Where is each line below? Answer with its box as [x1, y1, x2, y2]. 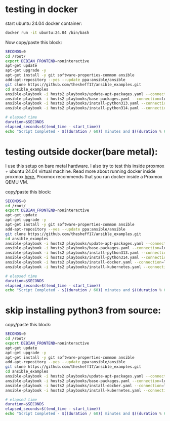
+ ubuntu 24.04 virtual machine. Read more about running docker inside [5, 168, 156, 174]
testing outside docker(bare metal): [5, 146, 158, 158]
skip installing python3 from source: [5, 305, 161, 316]
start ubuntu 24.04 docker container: [5, 20, 82, 26]
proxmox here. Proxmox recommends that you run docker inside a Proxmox [5, 173, 163, 179]
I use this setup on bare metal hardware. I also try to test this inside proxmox [5, 163, 164, 169]
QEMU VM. [5, 179, 29, 185]
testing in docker [5, 4, 78, 15]
